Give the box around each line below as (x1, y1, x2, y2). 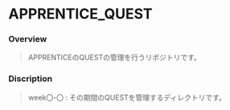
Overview (8, 34, 47, 45)
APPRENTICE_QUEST (8, 5, 153, 23)
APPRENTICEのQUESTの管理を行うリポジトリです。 (27, 53, 201, 63)
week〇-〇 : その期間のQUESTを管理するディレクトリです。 (27, 92, 227, 102)
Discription (8, 73, 53, 84)
